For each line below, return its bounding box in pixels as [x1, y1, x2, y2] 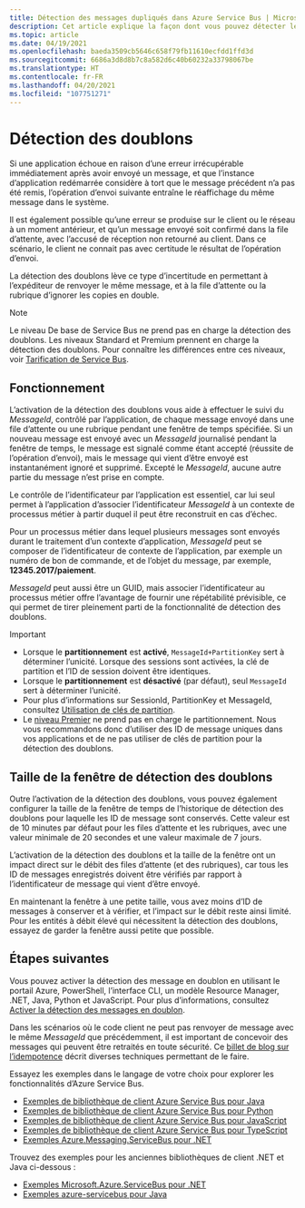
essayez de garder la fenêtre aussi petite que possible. [9, 925, 214, 936]
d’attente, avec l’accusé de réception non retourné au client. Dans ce [9, 233, 267, 245]
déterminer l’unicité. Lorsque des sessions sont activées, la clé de [22, 656, 270, 667]
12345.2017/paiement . [9, 565, 97, 576]
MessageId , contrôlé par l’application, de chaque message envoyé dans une [9, 414, 295, 425]
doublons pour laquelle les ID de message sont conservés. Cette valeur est [9, 813, 290, 824]
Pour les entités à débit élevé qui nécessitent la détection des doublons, [9, 916, 279, 927]
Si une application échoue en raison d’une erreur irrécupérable [9, 158, 244, 169]
